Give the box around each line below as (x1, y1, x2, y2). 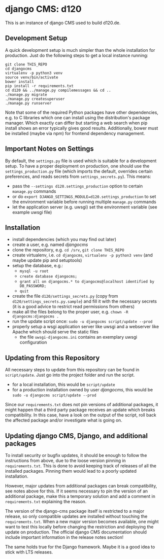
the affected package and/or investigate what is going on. (5, 418, 122, 423)
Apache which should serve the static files (12, 329, 98, 335)
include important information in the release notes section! (5, 534, 124, 540)
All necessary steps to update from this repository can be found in (5, 367, 139, 373)
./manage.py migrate (5, 92, 48, 97)
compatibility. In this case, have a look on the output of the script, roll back (5, 412, 157, 418)
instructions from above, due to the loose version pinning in (5, 457, 126, 463)
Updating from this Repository (5, 353, 100, 362)
